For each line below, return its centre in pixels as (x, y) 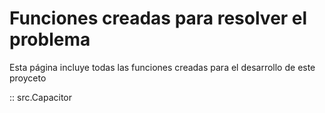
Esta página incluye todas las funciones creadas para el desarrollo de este (162, 67)
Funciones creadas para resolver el (158, 18)
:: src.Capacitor (41, 97)
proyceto (28, 78)
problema (50, 39)
